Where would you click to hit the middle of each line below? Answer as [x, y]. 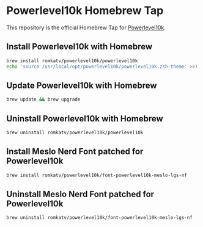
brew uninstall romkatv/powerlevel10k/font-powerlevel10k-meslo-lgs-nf [99, 218]
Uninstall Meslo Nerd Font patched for [80, 194]
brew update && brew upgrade [43, 99]
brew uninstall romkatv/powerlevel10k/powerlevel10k [75, 132]
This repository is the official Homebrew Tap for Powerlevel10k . [86, 27]
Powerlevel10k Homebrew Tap [85, 11]
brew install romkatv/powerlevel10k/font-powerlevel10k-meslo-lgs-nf [97, 175]
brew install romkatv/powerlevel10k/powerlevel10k [72, 61]
